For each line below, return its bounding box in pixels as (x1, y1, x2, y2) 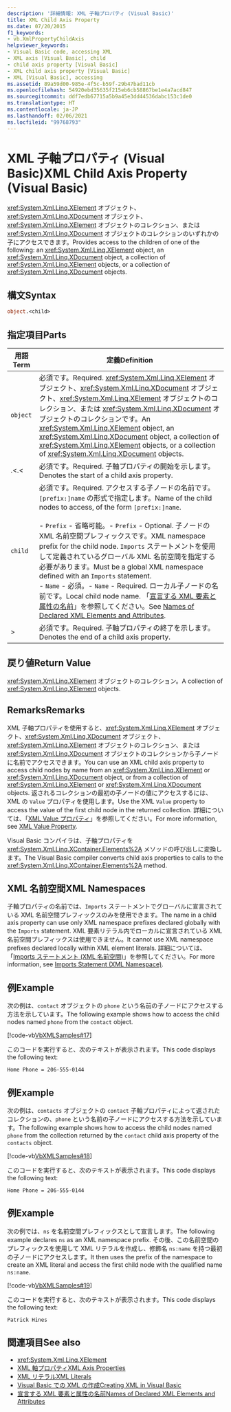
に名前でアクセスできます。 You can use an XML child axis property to (7, 758, 205, 766)
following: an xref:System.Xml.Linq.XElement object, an (7, 246, 164, 254)
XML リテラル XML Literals (16, 1372, 91, 1380)
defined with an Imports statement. (38, 571, 152, 580)
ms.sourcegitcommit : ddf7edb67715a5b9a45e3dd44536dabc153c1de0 (7, 94, 192, 100)
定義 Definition (106, 355, 153, 365)
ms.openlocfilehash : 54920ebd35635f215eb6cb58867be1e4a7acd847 (7, 87, 192, 94)
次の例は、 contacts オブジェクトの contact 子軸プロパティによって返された (7, 1107, 221, 1114)
